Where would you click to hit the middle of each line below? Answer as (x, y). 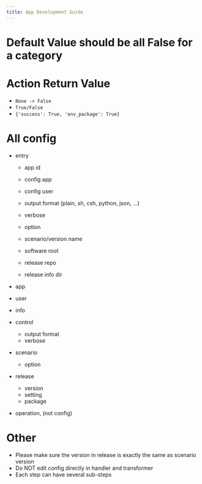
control (24, 322)
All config (32, 138)
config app (38, 179)
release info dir (43, 275)
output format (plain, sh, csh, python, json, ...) (82, 203)
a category (35, 55)
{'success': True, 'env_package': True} (67, 114)
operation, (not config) (43, 413)
